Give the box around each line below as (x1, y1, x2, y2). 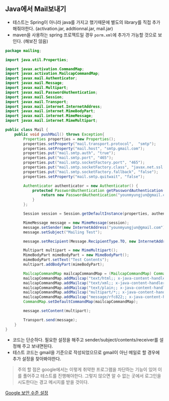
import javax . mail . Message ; (5, 80, 64, 86)
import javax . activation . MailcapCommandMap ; (5, 71, 100, 76)
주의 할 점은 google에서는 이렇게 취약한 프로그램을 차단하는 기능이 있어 (17, 366, 157, 372)
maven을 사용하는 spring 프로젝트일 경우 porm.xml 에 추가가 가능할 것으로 (12, 32, 157, 38)
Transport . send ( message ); (23, 317, 78, 322)
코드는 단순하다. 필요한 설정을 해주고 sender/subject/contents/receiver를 (12, 336, 158, 342)
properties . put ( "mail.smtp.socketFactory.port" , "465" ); (23, 160, 145, 165)
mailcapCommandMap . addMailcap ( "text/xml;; (23, 280, 114, 285)
